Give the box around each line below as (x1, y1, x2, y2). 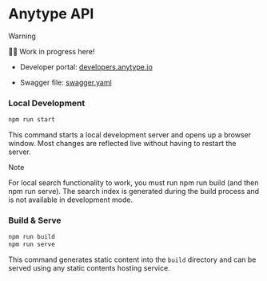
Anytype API (8, 5, 94, 23)
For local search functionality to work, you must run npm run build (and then (8, 178, 259, 188)
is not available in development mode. (8, 195, 133, 204)
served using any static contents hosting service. (8, 263, 170, 273)
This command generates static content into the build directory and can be (8, 255, 257, 264)
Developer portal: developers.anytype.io (19, 61, 153, 72)
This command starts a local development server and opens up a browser (8, 130, 252, 140)
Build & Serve (8, 215, 62, 226)
